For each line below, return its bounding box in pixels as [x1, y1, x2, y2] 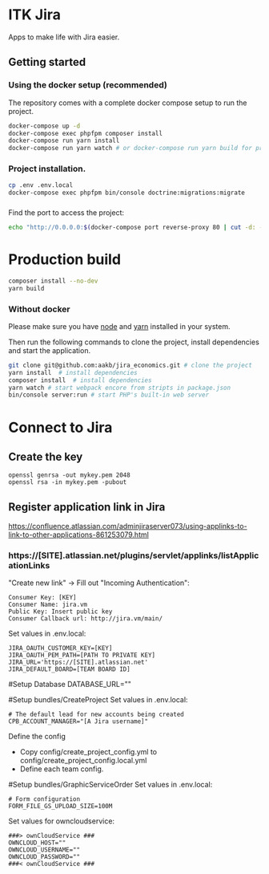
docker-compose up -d [8, 122, 81, 130]
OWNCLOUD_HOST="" [8, 839, 66, 848]
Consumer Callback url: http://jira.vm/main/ [8, 615, 163, 623]
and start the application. [8, 345, 90, 355]
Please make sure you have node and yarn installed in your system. [8, 321, 231, 331]
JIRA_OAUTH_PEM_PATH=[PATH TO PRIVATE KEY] [8, 652, 156, 660]
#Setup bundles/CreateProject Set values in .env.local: [8, 695, 188, 705]
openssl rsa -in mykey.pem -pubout [8, 478, 127, 486]
